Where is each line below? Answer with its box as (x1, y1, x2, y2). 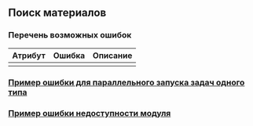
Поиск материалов (8, 6, 107, 20)
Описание (93, 50, 133, 61)
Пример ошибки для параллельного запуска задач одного (8, 77, 245, 88)
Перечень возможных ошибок (8, 30, 132, 41)
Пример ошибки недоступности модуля (8, 107, 171, 118)
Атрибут (12, 50, 46, 61)
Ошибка (53, 50, 86, 61)
